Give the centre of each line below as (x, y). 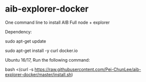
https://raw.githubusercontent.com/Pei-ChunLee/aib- (88, 69)
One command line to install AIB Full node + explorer (57, 22)
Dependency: (18, 32)
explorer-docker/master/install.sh (38, 74)
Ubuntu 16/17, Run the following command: (48, 60)
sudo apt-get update (25, 41)
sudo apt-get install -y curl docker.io (41, 50)
